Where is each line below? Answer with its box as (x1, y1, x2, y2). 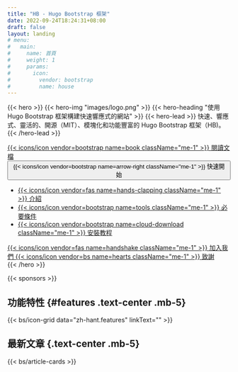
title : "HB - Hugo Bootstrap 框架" (7, 10, 110, 18)
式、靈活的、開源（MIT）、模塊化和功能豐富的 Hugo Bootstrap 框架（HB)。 (7, 121, 225, 130)
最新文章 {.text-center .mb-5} (7, 338, 140, 350)
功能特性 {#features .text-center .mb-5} (7, 296, 186, 308)
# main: (7, 43, 37, 50)
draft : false (7, 23, 46, 30)
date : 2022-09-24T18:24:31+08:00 (7, 17, 106, 24)
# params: (7, 63, 50, 70)
